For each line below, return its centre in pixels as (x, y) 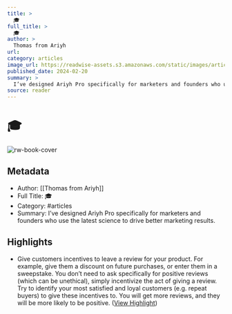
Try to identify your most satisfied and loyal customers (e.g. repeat (112, 288)
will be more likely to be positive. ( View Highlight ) (87, 303)
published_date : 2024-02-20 (48, 71)
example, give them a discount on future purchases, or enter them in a (117, 266)
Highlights (30, 242)
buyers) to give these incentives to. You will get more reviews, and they (118, 295)
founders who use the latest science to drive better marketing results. (116, 220)
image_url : (23, 65)
